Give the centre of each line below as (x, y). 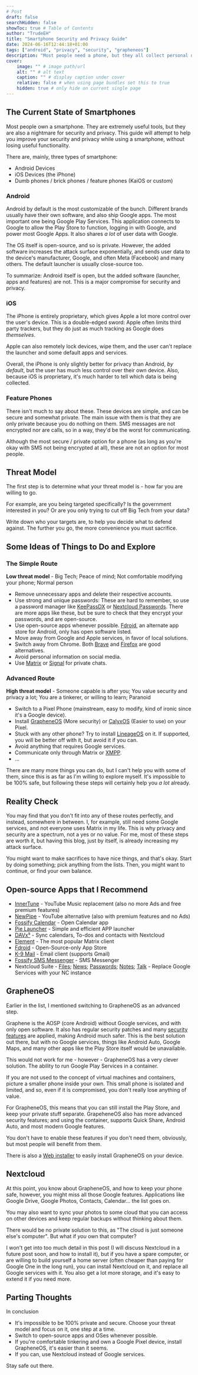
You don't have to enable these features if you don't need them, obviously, (97, 1138)
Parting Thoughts (39, 1297)
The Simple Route (32, 563)
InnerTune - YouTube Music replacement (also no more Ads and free (98, 904)
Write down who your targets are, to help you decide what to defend (89, 522)
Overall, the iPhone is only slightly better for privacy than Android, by (90, 364)
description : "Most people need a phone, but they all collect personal (97, 55)
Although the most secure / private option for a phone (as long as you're (94, 441)
